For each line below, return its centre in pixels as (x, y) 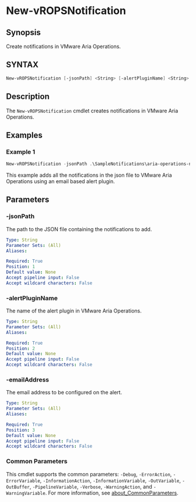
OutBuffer (18, 487)
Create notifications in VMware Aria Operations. (64, 46)
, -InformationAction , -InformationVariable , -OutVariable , (111, 480)
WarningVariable (26, 493)
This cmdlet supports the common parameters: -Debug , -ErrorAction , (89, 474)
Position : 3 (20, 430)
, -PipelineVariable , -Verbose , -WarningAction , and (91, 486)
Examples (24, 135)
